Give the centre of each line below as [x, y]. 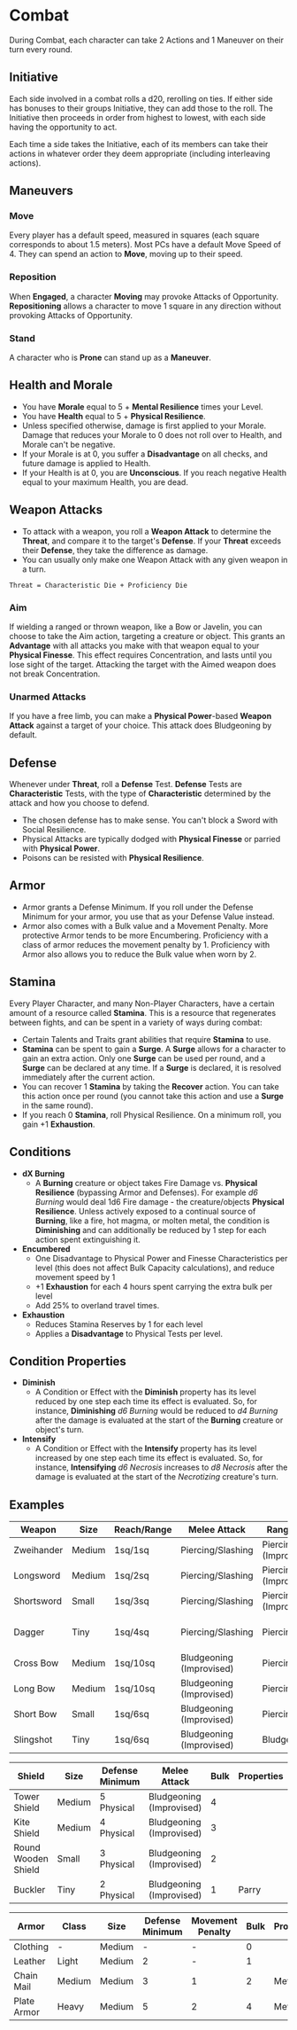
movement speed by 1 [75, 1277]
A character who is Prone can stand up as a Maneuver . [110, 358]
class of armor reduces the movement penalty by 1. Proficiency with [146, 944]
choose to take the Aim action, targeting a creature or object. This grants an [147, 636]
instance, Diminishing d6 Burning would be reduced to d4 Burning [156, 1411]
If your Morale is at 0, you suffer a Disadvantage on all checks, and [145, 454]
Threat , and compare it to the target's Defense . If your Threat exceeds [151, 541]
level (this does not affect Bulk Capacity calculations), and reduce [155, 1268]
